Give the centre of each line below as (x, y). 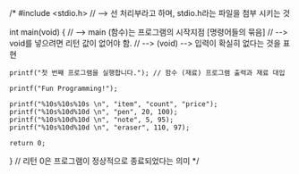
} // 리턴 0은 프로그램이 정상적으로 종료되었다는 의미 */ (104, 161)
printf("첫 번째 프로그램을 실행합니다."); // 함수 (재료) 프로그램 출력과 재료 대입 (147, 73)
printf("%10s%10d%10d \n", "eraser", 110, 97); (100, 128)
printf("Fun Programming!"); (64, 88)
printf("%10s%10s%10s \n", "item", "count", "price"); (114, 104)
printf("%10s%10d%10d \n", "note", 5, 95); (92, 120)
